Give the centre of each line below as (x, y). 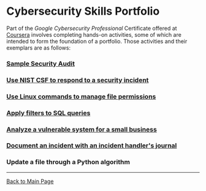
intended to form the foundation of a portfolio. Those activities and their (97, 41)
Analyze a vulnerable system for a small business (82, 129)
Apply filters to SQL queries (48, 113)
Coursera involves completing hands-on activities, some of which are (94, 34)
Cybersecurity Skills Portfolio (83, 11)
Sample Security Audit (41, 64)
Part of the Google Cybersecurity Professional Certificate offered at (92, 28)
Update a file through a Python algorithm (68, 162)
